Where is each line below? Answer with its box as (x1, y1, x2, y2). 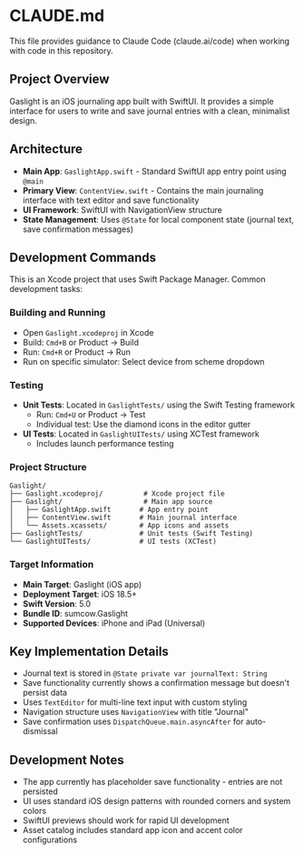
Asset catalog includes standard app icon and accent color (22, 825, 243, 836)
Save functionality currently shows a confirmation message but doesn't (22, 678, 290, 688)
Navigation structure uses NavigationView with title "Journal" (22, 707, 250, 718)
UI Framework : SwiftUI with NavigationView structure (22, 204, 222, 215)
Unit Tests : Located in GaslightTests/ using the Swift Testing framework (22, 399, 295, 410)
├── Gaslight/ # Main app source (9, 497, 213, 507)
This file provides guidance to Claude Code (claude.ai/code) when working (9, 35, 290, 46)
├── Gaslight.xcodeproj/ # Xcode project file (9, 489, 225, 498)
